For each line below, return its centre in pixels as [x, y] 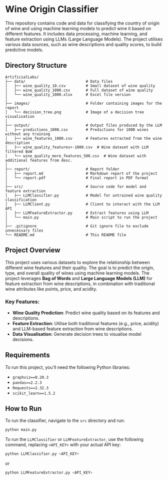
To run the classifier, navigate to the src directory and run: [65, 421]
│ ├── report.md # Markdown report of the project [81, 173]
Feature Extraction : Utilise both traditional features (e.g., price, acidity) [85, 323]
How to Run [23, 409]
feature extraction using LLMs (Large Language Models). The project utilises [84, 39]
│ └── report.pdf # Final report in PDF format [77, 178]
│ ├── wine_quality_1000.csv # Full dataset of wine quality [79, 90]
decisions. [23, 339]
